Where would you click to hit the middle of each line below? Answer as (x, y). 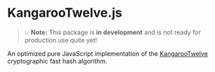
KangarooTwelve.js (65, 13)
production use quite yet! (61, 40)
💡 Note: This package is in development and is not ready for (113, 32)
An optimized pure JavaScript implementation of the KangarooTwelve (108, 53)
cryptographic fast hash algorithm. (57, 61)
